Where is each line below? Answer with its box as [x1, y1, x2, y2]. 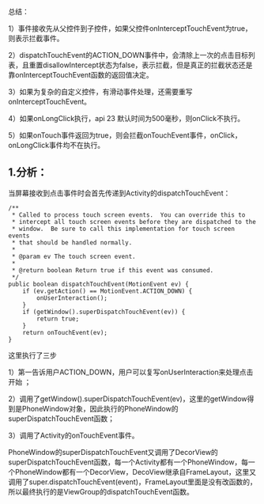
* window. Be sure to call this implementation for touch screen [11, 225, 236, 233]
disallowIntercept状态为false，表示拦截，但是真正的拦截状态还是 [42, 60, 253, 70]
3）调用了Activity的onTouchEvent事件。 [8, 430, 139, 440]
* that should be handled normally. [11, 238, 133, 247]
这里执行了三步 [8, 351, 57, 360]
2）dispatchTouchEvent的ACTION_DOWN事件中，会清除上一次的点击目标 [8, 51, 249, 59]
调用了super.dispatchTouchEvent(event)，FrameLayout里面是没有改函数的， [8, 477, 257, 487]
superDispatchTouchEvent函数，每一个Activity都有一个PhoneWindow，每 [8, 457, 249, 467]
